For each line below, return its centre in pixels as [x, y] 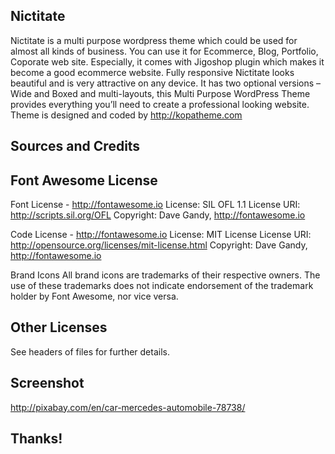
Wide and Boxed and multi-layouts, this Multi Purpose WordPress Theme [160, 93]
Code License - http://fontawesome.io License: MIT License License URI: [161, 235]
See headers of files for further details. [90, 351]
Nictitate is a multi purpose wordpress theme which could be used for [154, 40]
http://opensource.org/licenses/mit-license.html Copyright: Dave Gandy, [159, 245]
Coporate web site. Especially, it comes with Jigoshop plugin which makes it [167, 61]
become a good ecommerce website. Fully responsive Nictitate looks [152, 72]
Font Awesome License [84, 180]
